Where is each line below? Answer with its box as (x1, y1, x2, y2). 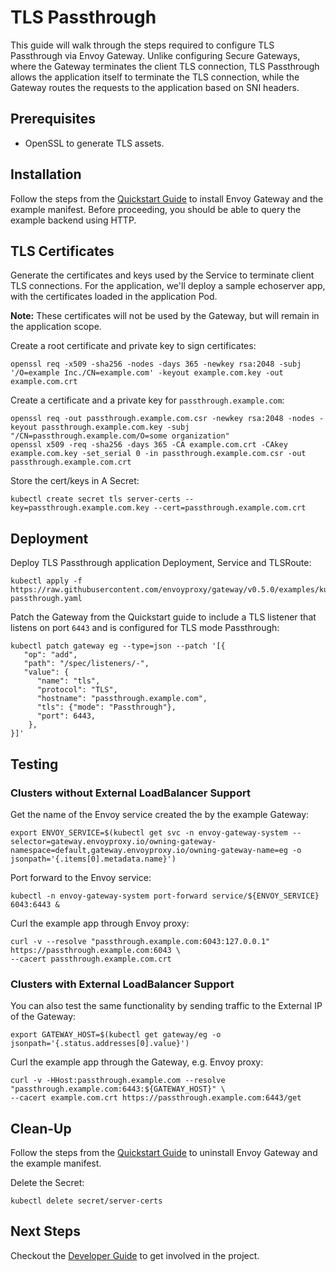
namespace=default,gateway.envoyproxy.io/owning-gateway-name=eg (10, 845, 288, 855)
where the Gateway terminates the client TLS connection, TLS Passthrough (10, 60, 320, 72)
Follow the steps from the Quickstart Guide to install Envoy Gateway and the (10, 192, 324, 205)
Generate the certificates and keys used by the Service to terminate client (10, 269, 315, 281)
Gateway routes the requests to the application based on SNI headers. (10, 81, 300, 93)
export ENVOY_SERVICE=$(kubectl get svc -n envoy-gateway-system (10, 827, 288, 838)
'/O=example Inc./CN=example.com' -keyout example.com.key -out (10, 368, 284, 378)
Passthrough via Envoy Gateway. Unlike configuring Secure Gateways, (10, 49, 301, 61)
